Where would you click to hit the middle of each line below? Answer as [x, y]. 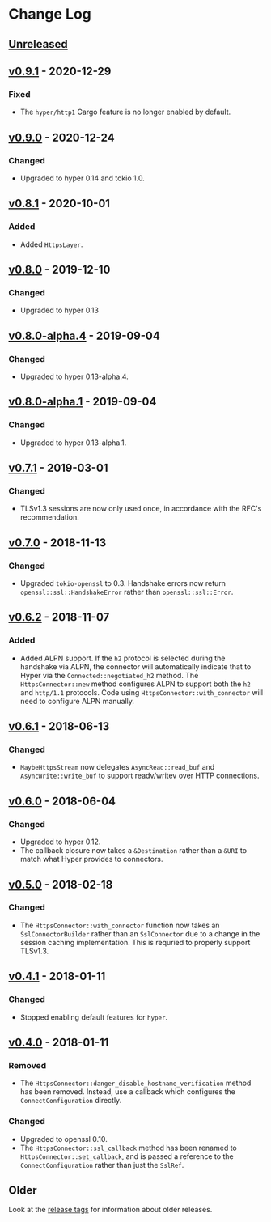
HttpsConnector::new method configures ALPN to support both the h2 [135, 684]
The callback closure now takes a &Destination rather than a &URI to [133, 851]
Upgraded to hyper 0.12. [60, 842]
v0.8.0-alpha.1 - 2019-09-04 [83, 402]
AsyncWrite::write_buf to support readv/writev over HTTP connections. [140, 776]
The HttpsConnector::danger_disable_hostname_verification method [135, 1083]
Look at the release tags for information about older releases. [110, 1210]
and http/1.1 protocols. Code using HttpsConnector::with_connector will [142, 692]
